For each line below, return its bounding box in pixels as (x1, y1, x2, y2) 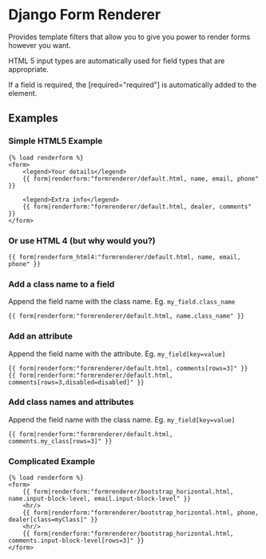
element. (8, 88, 38, 97)
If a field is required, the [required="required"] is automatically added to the (8, 80, 257, 89)
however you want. (8, 40, 71, 50)
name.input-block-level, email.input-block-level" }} (8, 495, 192, 503)
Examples (8, 112, 58, 125)
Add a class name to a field (8, 278, 115, 289)
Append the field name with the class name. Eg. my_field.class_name (8, 297, 236, 307)
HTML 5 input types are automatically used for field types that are (8, 56, 225, 65)
